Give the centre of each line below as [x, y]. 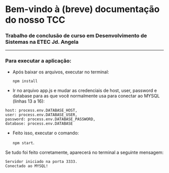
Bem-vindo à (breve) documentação [82, 9]
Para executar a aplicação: [38, 61]
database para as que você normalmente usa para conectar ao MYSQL [86, 96]
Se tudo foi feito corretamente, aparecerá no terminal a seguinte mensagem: [84, 152]
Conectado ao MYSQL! [27, 166]
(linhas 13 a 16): [29, 101]
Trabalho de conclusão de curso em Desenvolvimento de [76, 36]
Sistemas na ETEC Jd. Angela [42, 42]
